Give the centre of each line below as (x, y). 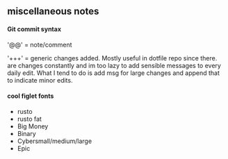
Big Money (33, 126)
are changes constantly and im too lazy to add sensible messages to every (114, 65)
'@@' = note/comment (40, 44)
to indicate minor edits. (40, 80)
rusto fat (29, 119)
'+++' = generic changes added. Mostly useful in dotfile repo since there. (112, 58)
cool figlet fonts (31, 96)
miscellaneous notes (53, 11)
